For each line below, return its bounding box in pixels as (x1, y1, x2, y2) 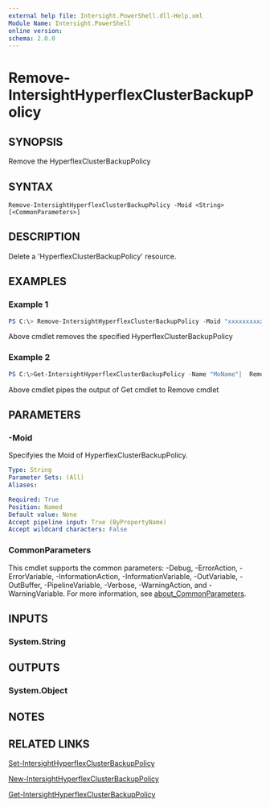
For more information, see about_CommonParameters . (67, 589, 247, 598)
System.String (8, 635, 67, 647)
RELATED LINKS (8, 738, 90, 751)
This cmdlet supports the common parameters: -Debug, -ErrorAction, (8, 563, 239, 573)
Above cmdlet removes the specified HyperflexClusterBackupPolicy (8, 332, 233, 341)
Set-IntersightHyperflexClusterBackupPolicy (8, 759, 155, 768)
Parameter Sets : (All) (8, 474, 84, 482)
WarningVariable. (8, 589, 66, 598)
